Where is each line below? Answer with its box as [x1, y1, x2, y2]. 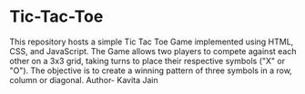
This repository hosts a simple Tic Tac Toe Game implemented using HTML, [9, 36, 294, 47]
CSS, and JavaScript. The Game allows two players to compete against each [9, 45, 297, 56]
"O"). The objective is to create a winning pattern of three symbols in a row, [9, 65, 293, 76]
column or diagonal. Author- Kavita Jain [9, 74, 159, 85]
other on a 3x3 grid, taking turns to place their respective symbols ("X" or [9, 55, 285, 66]
